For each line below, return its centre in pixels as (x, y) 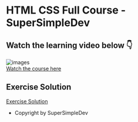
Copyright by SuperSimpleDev (51, 113)
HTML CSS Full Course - (66, 10)
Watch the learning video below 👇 (69, 45)
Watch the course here (34, 69)
